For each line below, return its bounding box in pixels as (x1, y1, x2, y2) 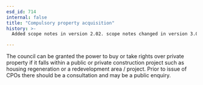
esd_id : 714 (6, 8, 36, 15)
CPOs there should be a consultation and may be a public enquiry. (6, 72, 171, 79)
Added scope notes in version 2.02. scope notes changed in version (11, 31, 188, 37)
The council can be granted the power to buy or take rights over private (6, 53, 184, 60)
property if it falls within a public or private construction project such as (6, 59, 184, 66)
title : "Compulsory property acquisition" (6, 20, 115, 26)
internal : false (6, 14, 47, 20)
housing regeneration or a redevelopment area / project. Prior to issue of (6, 65, 187, 72)
